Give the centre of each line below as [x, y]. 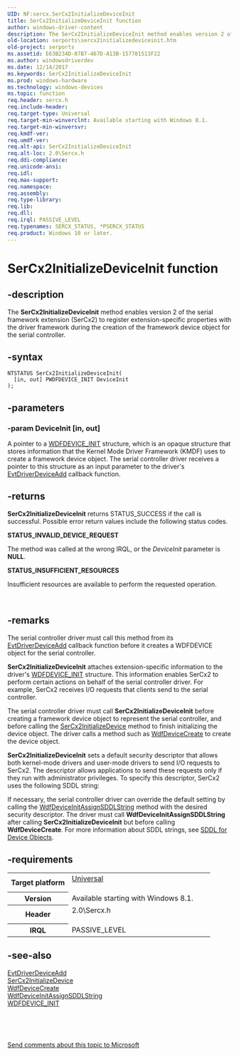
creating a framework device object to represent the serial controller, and [115, 718]
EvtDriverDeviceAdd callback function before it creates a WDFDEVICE [110, 645]
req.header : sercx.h [38, 101]
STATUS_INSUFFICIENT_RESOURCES [63, 570]
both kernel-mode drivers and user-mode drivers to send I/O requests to [114, 763]
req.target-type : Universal [49, 114]
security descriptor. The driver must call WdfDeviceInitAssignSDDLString [116, 814]
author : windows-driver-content [55, 27]
